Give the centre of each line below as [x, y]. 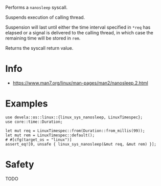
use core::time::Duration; [34, 122]
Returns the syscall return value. [39, 48]
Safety [20, 165]
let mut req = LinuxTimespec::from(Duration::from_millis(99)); [75, 131]
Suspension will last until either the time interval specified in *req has [78, 27]
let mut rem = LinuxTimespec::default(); [50, 135]
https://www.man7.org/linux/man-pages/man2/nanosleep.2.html [80, 83]
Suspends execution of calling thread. [45, 17]
